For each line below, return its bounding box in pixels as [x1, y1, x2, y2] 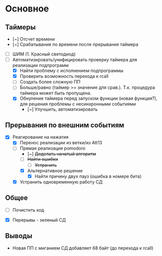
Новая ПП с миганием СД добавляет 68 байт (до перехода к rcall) [12, 245, 154, 251]
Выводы [5, 232, 32, 240]
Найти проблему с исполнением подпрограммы [19, 68, 124, 74]
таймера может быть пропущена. [19, 90, 92, 96]
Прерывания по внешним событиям [5, 121, 125, 129]
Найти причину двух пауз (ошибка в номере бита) [34, 173, 142, 179]
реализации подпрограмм [12, 62, 69, 68]
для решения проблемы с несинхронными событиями [19, 101, 136, 107]
